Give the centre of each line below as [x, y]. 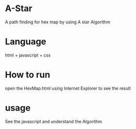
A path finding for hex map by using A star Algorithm [58, 22]
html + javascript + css [28, 55]
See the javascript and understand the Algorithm [53, 121]
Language [26, 42]
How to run [28, 75]
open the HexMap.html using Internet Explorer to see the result [68, 88]
